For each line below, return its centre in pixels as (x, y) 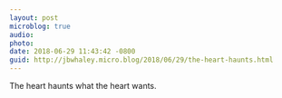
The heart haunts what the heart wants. (83, 86)
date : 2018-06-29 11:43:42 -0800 (73, 52)
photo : (22, 43)
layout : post (34, 18)
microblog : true (40, 26)
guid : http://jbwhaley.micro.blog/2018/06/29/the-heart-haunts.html (141, 60)
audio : (22, 34)
